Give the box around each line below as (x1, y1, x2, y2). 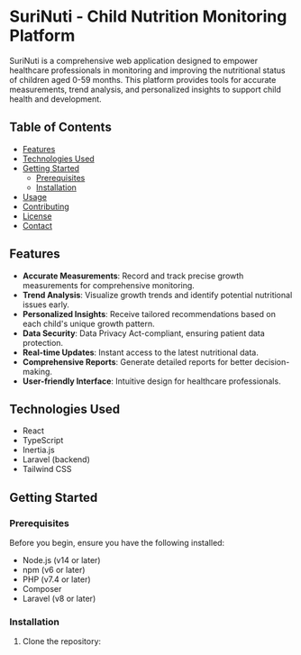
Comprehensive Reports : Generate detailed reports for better (22, 356, 253, 367)
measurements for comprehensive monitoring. (22, 279, 196, 290)
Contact (22, 220, 52, 231)
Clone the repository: (22, 636, 102, 647)
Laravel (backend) (22, 454, 90, 465)
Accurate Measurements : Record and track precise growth (22, 270, 244, 281)
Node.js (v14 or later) (22, 555, 101, 566)
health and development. (9, 93, 102, 105)
